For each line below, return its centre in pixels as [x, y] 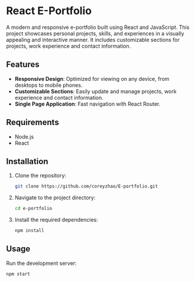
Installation [27, 161]
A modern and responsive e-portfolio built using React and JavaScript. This [98, 27]
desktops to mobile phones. [48, 85]
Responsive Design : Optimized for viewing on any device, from [92, 78]
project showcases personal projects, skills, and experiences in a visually [95, 33]
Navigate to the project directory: [55, 198]
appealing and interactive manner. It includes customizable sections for [93, 40]
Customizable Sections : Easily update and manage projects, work [95, 91]
